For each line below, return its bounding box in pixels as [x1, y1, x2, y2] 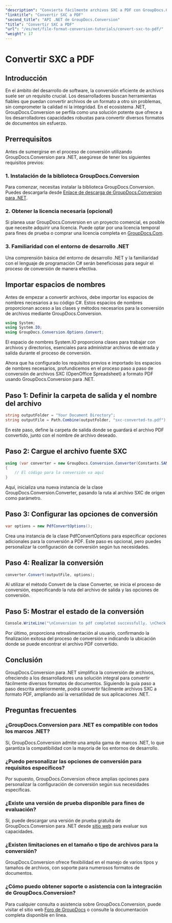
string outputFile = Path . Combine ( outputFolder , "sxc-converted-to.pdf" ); [5, 417, 168, 423]
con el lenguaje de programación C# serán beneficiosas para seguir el [5, 260, 154, 266]
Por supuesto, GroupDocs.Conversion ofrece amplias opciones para [5, 775, 149, 782]
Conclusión [5, 656, 43, 665]
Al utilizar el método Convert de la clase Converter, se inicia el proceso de [5, 581, 161, 588]
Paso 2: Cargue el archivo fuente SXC [5, 447, 127, 456]
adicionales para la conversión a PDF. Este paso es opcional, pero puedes [5, 538, 161, 544]
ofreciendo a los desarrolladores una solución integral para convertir [5, 675, 150, 681]
